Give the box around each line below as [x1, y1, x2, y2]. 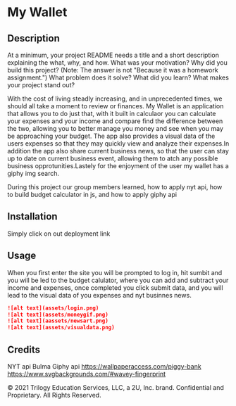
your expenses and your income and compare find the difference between [7, 117, 223, 125]
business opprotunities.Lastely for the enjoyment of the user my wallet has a [7, 162, 229, 170]
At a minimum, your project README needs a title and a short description [7, 51, 220, 59]
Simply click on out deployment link [7, 229, 111, 238]
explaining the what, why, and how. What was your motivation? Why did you [7, 58, 228, 67]
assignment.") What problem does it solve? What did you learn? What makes [7, 73, 229, 82]
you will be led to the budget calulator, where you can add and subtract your [7, 276, 229, 284]
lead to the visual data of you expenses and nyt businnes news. [7, 291, 192, 299]
